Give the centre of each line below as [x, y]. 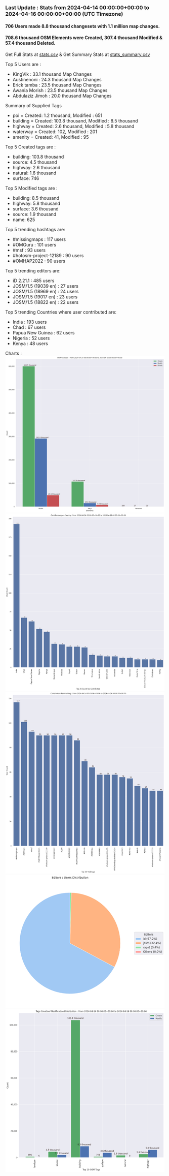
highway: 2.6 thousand [36, 167]
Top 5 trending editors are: [33, 270]
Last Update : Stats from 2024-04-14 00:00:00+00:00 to [77, 8]
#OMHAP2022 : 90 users [39, 261]
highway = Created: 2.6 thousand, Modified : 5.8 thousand [73, 126]
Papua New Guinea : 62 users [44, 332]
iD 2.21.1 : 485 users [33, 281]
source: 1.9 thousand [34, 214]
